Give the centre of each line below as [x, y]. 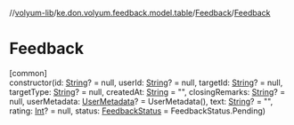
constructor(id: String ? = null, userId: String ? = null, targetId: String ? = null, [146, 82]
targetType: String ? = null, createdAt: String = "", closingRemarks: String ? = [147, 91]
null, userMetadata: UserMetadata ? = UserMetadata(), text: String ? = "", [141, 101]
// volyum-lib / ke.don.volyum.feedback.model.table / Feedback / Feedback [140, 13]
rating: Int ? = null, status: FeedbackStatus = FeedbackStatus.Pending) [137, 111]
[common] [28, 73]
